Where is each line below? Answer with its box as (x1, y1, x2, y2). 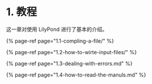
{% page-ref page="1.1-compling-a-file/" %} (6, 37, 114, 44)
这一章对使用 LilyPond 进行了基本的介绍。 (6, 26, 108, 33)
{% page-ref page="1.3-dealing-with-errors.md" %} (6, 60, 133, 67)
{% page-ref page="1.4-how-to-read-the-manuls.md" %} (6, 71, 146, 78)
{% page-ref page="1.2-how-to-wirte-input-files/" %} (6, 48, 137, 55)
